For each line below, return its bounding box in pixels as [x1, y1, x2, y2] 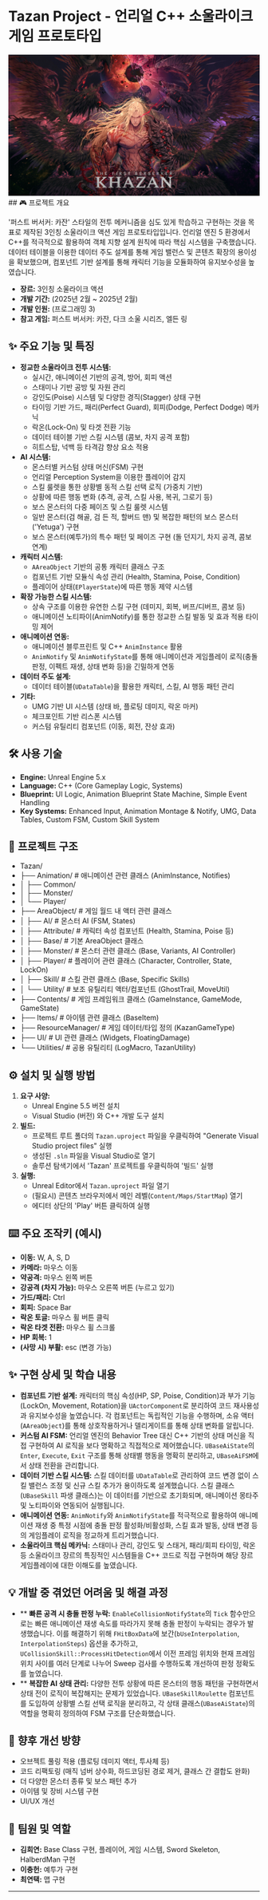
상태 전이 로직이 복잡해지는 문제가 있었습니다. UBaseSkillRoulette [19, 1689, 227, 1698]
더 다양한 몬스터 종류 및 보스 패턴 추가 [19, 1776, 137, 1786]
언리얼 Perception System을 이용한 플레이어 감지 [31, 472, 186, 481]
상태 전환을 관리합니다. [28, 1460, 100, 1470]
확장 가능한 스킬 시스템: [19, 591, 93, 601]
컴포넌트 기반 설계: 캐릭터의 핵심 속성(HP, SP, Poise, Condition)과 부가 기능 [19, 1390, 256, 1400]
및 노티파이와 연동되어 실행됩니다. [19, 1500, 125, 1510]
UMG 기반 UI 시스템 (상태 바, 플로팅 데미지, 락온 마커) [31, 701, 199, 711]
